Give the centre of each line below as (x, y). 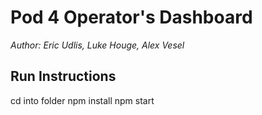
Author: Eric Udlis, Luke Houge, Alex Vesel (97, 45)
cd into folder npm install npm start (82, 100)
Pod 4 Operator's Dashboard (131, 17)
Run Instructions (63, 76)
